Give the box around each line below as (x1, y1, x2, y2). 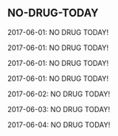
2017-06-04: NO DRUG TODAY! (7, 119, 111, 130)
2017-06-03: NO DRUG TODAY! (7, 104, 111, 114)
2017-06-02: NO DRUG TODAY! (7, 89, 110, 99)
